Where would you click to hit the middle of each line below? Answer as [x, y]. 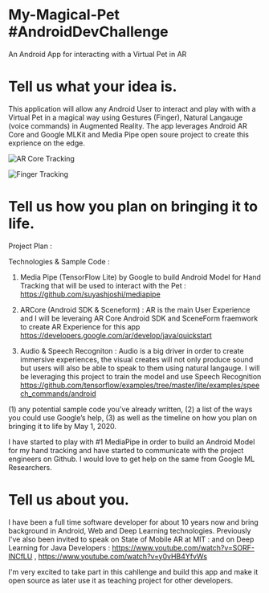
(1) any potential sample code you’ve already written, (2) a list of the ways [130, 409]
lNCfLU [20, 556]
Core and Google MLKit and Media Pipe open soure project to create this [128, 134]
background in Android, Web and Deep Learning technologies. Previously [130, 530]
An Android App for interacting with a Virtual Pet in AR [98, 54]
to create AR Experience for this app [80, 326]
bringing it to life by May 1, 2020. [63, 426]
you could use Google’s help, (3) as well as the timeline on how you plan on [132, 417]
